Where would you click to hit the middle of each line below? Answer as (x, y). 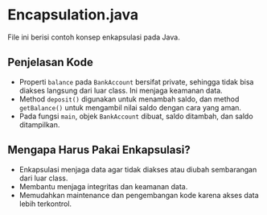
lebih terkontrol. (45, 204)
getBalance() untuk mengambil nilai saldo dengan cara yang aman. (130, 107)
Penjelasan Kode (50, 62)
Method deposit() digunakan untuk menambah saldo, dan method (129, 99)
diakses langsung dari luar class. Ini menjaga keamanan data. (121, 90)
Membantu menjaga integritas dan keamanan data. (103, 186)
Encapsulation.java (73, 15)
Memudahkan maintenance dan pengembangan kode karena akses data (139, 195)
